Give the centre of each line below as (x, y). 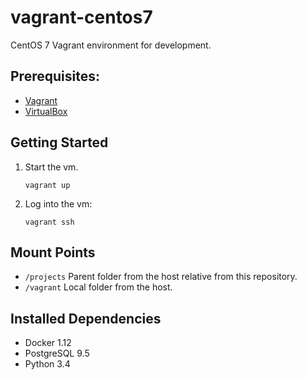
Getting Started (59, 142)
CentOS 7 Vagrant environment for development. (111, 45)
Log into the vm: (58, 203)
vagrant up (47, 185)
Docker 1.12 (48, 343)
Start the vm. (51, 167)
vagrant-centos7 (81, 17)
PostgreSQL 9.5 (57, 353)
